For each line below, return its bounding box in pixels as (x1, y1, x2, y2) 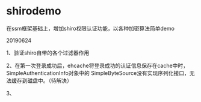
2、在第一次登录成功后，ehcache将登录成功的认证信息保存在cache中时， (6, 62, 188, 69)
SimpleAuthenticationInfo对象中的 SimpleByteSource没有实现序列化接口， (6, 69, 190, 76)
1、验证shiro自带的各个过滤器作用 (6, 49, 90, 56)
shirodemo (6, 4, 61, 18)
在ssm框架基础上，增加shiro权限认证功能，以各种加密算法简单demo (6, 25, 175, 32)
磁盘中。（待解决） (26, 77, 72, 84)
